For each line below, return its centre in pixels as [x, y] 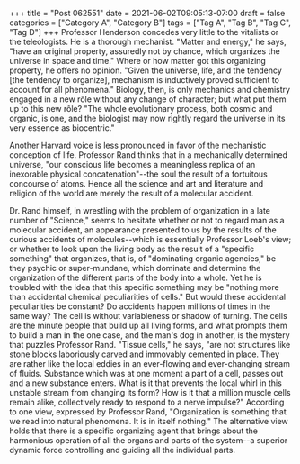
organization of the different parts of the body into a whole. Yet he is [136, 277]
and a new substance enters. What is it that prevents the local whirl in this [146, 383]
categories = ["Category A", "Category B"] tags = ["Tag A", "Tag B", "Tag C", [150, 23]
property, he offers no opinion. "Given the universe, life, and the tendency [146, 70]
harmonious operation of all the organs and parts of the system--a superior [149, 440]
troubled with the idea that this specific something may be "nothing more [145, 287]
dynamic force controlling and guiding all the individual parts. [123, 450]
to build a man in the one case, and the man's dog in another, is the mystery [150, 335]
